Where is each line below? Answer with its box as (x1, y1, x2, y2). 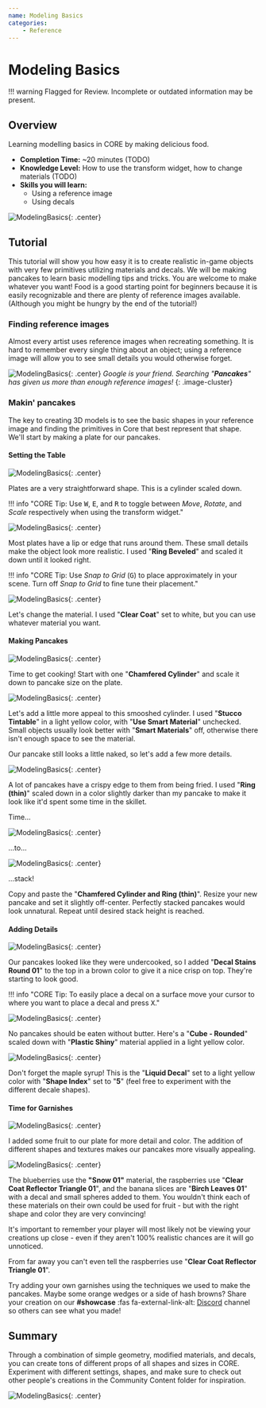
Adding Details (8, 924, 58, 934)
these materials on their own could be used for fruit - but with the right (8, 1201, 239, 1210)
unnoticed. (8, 1241, 44, 1251)
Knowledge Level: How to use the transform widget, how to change (19, 164, 243, 173)
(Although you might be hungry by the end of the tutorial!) (8, 299, 198, 308)
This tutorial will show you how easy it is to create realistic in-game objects (8, 256, 254, 266)
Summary (8, 1329, 58, 1343)
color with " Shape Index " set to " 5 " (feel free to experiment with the (8, 1077, 232, 1086)
